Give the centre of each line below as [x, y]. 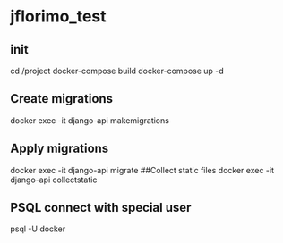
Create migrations [62, 99]
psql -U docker [38, 229]
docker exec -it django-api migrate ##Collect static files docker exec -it [142, 170]
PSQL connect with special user [101, 208]
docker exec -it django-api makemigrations [90, 120]
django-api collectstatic [54, 180]
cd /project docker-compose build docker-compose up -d [117, 71]
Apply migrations [60, 149]
